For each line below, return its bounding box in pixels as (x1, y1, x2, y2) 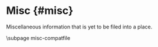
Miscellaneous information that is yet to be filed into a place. (6, 23, 153, 30)
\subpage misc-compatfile (6, 34, 71, 41)
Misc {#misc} (6, 4, 74, 17)
